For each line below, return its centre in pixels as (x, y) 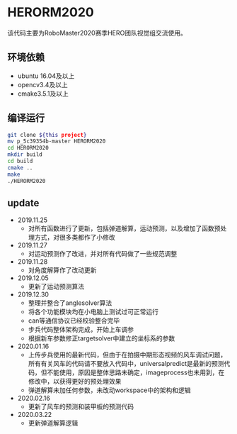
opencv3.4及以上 (43, 84)
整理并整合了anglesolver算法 (70, 303)
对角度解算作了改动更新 (62, 270)
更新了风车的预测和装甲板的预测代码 (81, 407)
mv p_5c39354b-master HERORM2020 (57, 141)
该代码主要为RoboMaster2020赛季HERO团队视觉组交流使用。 (97, 33)
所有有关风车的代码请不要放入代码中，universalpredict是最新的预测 (126, 364)
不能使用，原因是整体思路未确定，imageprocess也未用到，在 (136, 372)
